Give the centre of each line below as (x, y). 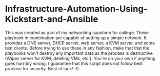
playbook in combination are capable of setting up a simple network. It (76, 38)
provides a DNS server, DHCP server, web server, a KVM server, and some (80, 43)
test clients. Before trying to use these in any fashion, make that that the (77, 48)
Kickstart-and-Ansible (52, 19)
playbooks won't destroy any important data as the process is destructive (79, 53)
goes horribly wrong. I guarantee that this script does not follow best (74, 63)
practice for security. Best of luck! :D (42, 68)
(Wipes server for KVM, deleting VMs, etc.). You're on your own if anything (80, 58)
